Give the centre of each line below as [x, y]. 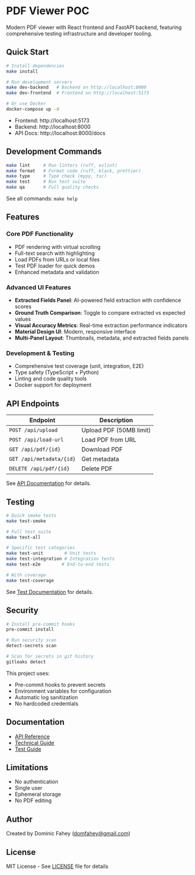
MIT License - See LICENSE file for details [57, 866]
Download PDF [102, 450]
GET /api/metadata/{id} [43, 459]
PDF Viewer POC [48, 11]
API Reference [32, 736]
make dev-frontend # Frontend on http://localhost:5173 [78, 93]
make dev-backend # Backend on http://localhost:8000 [76, 88]
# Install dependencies [35, 66]
